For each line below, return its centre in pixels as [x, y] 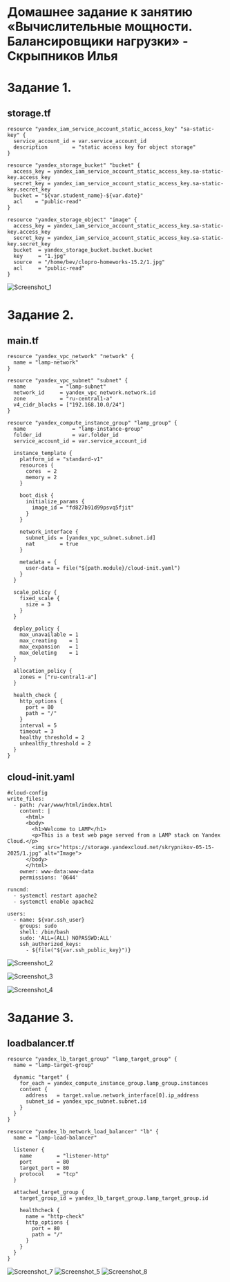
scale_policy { [35, 593]
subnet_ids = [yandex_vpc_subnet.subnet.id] [90, 538]
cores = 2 [41, 472]
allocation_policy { [43, 671]
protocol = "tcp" [49, 1174]
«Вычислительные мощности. [99, 27]
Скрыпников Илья [63, 56]
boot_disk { [37, 496]
